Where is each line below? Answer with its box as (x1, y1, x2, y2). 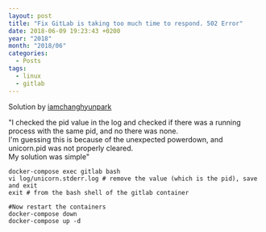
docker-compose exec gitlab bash (8, 167, 121, 175)
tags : (8, 65, 27, 73)
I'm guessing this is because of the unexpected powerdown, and (8, 134, 223, 144)
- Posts (15, 57, 42, 65)
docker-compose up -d (8, 217, 81, 225)
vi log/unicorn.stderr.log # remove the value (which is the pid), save (8, 175, 258, 183)
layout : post (8, 11, 52, 20)
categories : (8, 49, 48, 57)
